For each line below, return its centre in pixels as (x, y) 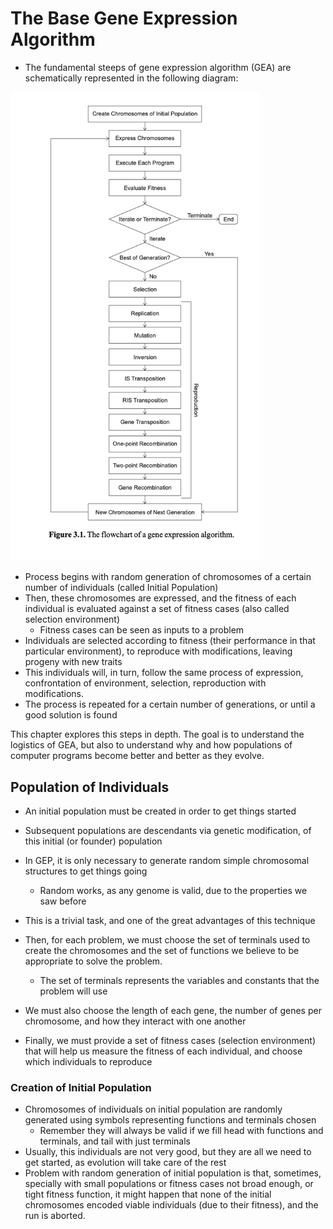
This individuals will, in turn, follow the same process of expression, (164, 673)
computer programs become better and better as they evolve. (137, 756)
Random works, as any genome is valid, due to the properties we (173, 890)
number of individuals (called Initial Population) (121, 588)
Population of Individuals (90, 787)
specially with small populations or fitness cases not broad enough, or (169, 1184)
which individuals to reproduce (88, 1061)
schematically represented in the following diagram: (131, 78)
